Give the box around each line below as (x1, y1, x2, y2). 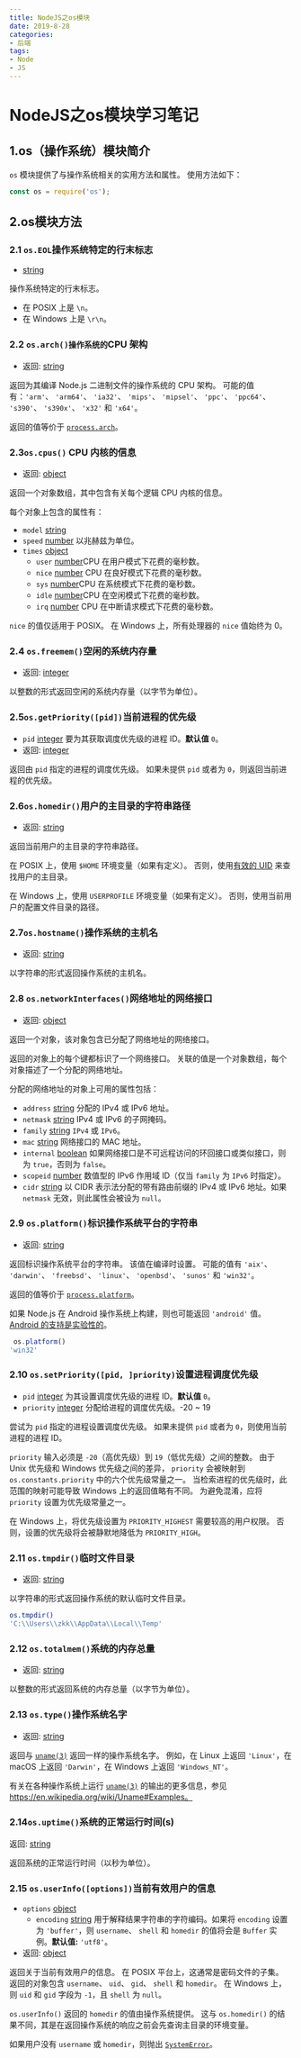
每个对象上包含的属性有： (9, 506, 104, 518)
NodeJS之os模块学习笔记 (9, 105, 199, 126)
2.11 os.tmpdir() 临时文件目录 (9, 1551, 135, 1564)
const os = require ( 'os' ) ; (9, 186, 111, 196)
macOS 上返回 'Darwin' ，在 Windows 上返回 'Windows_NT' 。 (9, 1761, 234, 1772)
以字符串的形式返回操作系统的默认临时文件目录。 (9, 1593, 190, 1604)
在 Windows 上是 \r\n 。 (22, 313, 112, 324)
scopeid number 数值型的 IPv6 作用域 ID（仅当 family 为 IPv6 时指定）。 (22, 1170, 286, 1181)
